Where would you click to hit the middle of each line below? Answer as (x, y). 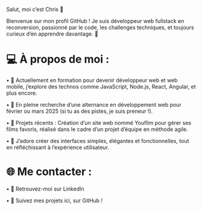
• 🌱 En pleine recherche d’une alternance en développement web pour (94, 104)
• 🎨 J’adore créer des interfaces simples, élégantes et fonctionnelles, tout (98, 141)
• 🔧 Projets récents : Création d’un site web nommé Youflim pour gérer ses (99, 122)
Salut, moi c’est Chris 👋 (35, 9)
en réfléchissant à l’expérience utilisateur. (58, 147)
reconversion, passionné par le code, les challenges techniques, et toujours (100, 27)
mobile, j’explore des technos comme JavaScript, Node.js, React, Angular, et (101, 86)
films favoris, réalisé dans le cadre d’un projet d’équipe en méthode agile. (97, 129)
